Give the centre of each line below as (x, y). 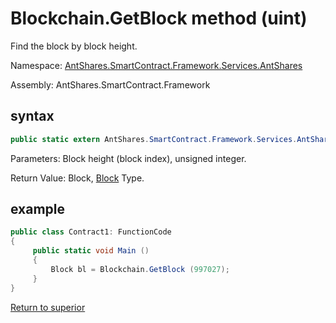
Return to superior (48, 307)
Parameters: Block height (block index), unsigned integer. (128, 158)
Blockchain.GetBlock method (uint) (159, 18)
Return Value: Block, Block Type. (77, 178)
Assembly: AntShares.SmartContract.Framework (110, 84)
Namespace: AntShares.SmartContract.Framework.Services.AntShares (156, 65)
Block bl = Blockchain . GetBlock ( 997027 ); (140, 269)
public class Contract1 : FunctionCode (91, 232)
